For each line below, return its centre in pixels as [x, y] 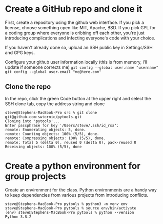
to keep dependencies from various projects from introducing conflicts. [77, 195]
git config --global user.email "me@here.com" [53, 72]
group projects [36, 176]
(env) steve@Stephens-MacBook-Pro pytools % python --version [70, 212]
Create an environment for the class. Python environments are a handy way [81, 190]
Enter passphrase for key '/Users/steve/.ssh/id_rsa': [62, 125]
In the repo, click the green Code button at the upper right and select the [78, 98]
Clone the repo [28, 87]
